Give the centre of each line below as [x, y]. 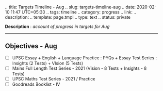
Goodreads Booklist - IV [36, 84]
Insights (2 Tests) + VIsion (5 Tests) [48, 63]
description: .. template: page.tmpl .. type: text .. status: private [68, 17]
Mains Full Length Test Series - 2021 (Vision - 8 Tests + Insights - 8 [79, 68]
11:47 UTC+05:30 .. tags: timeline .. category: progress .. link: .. [73, 12]
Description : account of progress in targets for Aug [57, 26]
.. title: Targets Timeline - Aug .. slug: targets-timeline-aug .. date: [70, 7]
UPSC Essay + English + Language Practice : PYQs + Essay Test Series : [84, 58]
